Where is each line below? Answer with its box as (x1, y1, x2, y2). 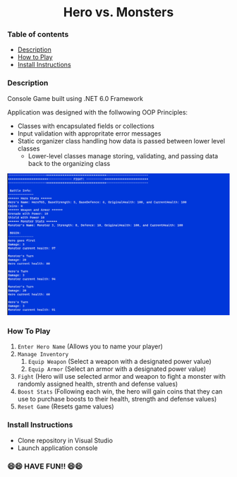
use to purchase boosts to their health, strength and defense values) (17, 395, 217, 404)
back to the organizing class (28, 159, 111, 167)
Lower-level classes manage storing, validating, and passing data (28, 151, 219, 160)
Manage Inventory (17, 351, 69, 358)
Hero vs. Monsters (63, 4, 174, 20)
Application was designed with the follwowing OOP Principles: (7, 107, 188, 117)
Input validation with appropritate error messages (17, 129, 162, 138)
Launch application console (17, 443, 98, 452)
